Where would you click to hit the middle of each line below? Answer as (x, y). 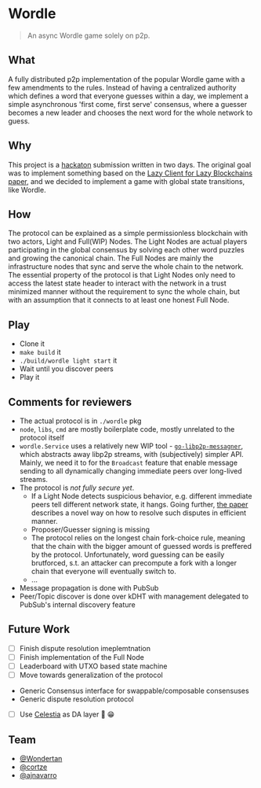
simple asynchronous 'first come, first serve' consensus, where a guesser (128, 104)
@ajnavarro (38, 775)
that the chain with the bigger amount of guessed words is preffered (141, 546)
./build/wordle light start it (68, 361)
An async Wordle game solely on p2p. (89, 35)
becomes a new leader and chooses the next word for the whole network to (130, 112)
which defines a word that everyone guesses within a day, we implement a (129, 96)
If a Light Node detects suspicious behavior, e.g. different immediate (141, 496)
